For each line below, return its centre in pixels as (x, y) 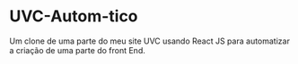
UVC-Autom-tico (74, 16)
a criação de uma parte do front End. (77, 50)
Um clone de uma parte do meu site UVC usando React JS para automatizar (149, 41)
